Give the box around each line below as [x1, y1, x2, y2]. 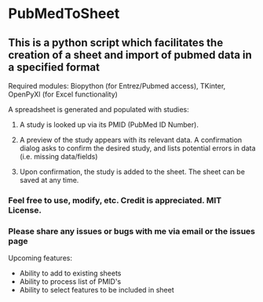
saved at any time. [19, 176, 79, 184]
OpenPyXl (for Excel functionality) [8, 89, 118, 99]
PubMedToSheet [8, 5, 120, 23]
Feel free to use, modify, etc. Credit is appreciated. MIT [8, 195, 222, 206]
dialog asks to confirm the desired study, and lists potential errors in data [19, 144, 257, 153]
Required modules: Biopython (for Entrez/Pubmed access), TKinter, [8, 82, 226, 90]
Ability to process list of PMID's [19, 277, 122, 286]
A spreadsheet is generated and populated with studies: [8, 105, 190, 114]
